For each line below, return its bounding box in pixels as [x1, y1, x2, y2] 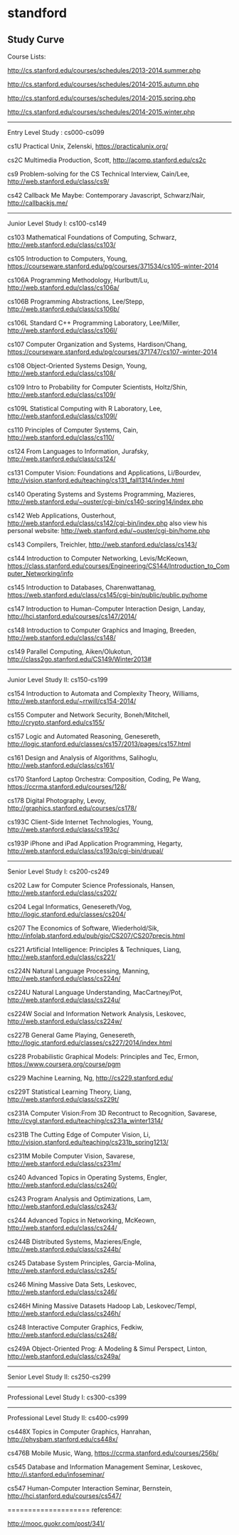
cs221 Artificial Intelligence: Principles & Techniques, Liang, [7, 946, 181, 953]
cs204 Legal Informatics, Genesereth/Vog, [7, 903, 132, 911]
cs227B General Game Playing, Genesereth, [7, 1031, 137, 1039]
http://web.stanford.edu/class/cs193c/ [7, 826, 119, 834]
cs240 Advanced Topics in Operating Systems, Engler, [7, 1173, 167, 1182]
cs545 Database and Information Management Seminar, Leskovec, [7, 1463, 203, 1471]
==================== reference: [7, 1506, 122, 1514]
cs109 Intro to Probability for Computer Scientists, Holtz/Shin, [7, 383, 188, 391]
